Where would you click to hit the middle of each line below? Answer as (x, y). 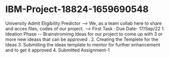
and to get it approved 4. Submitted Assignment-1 (57, 50)
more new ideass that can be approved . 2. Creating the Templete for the (82, 39)
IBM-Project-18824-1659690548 (77, 9)
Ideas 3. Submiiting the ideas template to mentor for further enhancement (83, 44)
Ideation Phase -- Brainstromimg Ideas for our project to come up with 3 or (84, 34)
